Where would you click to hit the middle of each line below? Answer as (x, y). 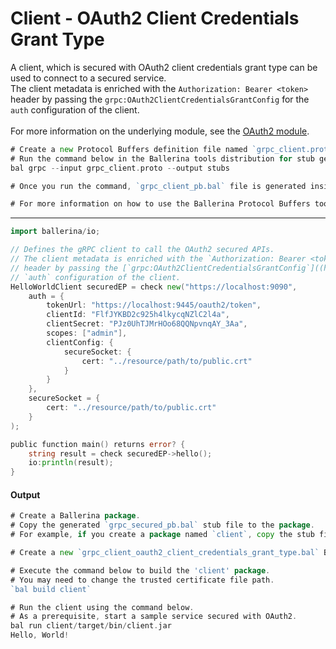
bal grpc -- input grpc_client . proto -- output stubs (120, 168)
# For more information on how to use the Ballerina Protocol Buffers (160, 204)
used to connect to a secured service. (88, 78)
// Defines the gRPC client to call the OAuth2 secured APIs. (142, 250)
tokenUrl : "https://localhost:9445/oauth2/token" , (154, 305)
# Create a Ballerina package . (75, 516)
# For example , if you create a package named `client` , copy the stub (162, 535)
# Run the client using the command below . (102, 607)
